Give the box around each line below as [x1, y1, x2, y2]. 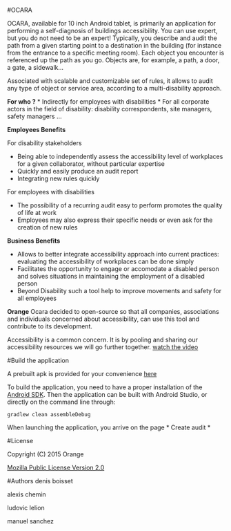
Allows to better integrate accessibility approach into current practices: [17, 250, 219, 258]
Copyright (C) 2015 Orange [7, 450, 84, 458]
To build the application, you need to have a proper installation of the [7, 383, 203, 391]
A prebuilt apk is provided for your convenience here [7, 370, 157, 378]
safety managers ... [7, 112, 62, 120]
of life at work [17, 209, 57, 216]
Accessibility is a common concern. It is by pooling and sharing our [7, 335, 198, 344]
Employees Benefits [7, 126, 66, 133]
